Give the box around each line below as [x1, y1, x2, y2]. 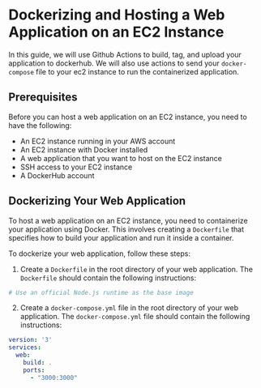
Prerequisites [8, 91, 78, 104]
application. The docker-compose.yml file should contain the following [19, 312, 250, 322]
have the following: [8, 120, 72, 130]
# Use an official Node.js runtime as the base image [8, 288, 195, 296]
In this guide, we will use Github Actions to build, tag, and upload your [8, 49, 242, 59]
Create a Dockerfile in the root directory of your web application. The [19, 264, 254, 274]
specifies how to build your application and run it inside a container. [8, 232, 234, 242]
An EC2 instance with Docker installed [19, 144, 148, 155]
